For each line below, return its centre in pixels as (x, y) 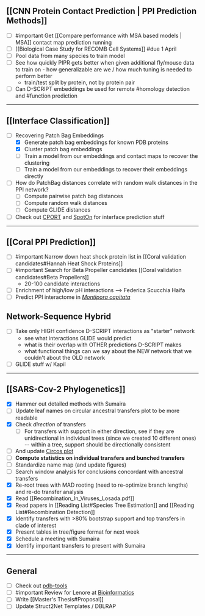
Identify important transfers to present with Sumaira (80, 546)
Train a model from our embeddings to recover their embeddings (106, 170)
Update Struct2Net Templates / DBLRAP (66, 606)
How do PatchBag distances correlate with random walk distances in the (106, 183)
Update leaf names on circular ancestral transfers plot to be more (97, 411)
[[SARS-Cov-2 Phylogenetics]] (66, 389)
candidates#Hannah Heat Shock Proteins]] (69, 263)
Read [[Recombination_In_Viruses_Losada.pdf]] (74, 498)
